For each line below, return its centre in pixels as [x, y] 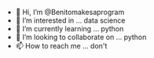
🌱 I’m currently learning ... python [70, 29]
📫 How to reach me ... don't [61, 46]
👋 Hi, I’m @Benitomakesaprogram [70, 12]
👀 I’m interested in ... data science [70, 20]
